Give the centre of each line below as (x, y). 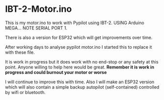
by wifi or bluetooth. (25, 92)
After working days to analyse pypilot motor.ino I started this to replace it (79, 47)
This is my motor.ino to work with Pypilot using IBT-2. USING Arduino (75, 23)
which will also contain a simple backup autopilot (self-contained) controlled (82, 87)
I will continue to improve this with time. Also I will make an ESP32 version (80, 82)
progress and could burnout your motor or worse (56, 72)
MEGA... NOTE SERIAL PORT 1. (36, 28)
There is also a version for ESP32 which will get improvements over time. (79, 37)
